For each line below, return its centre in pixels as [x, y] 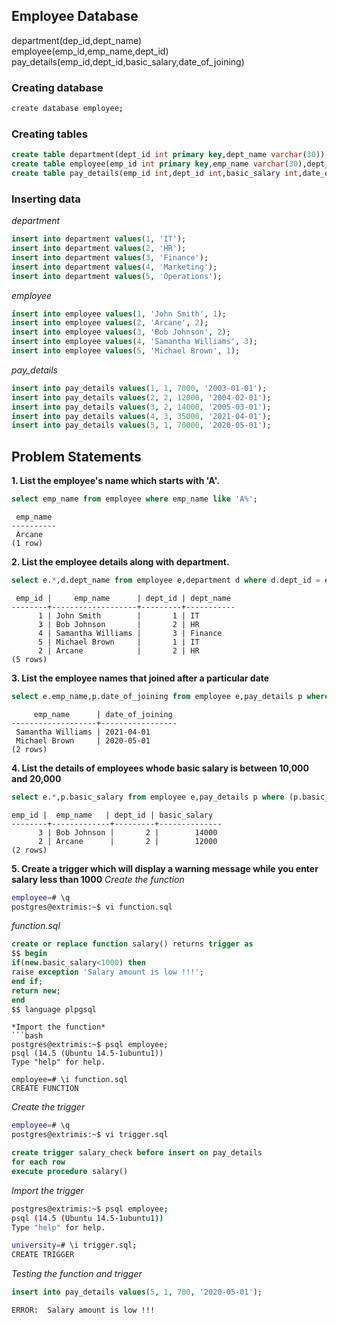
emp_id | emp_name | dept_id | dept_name [123, 598]
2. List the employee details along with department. [120, 562]
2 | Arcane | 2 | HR [118, 650]
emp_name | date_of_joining [103, 714]
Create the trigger [48, 1107]
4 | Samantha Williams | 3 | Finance [130, 633]
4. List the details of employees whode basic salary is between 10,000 [160, 768]
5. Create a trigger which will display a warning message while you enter [165, 868]
